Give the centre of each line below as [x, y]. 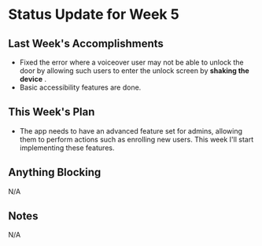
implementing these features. [67, 148]
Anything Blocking [55, 173]
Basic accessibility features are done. [80, 87]
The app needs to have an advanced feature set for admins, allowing [131, 130]
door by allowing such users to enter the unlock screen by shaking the [134, 71]
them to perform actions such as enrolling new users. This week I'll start [137, 139]
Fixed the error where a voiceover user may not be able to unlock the [131, 62]
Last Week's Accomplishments [86, 44]
